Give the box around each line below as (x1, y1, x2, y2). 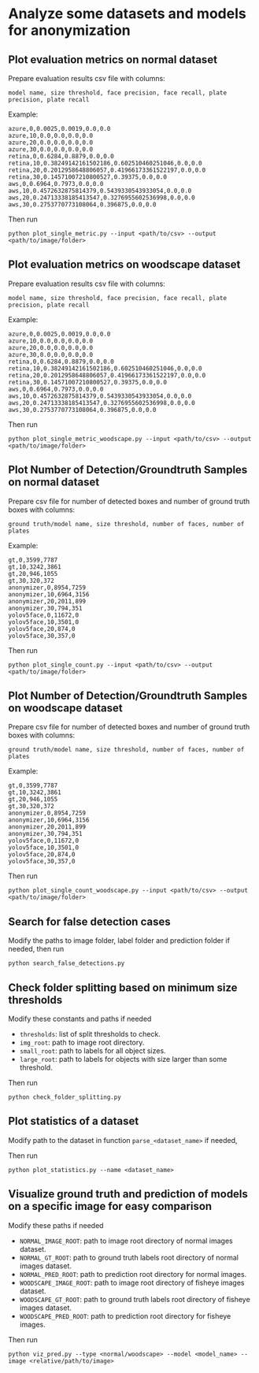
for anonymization (8, 21, 131, 39)
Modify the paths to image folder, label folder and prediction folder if (8, 936, 231, 945)
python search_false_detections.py (8, 959, 125, 967)
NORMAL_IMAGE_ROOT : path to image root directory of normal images (19, 1236, 234, 1245)
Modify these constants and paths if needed (8, 1014, 152, 1024)
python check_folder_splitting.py (8, 1093, 122, 1101)
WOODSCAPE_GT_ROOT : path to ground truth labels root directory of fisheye (19, 1294, 250, 1304)
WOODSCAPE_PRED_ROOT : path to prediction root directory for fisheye (19, 1311, 231, 1320)
